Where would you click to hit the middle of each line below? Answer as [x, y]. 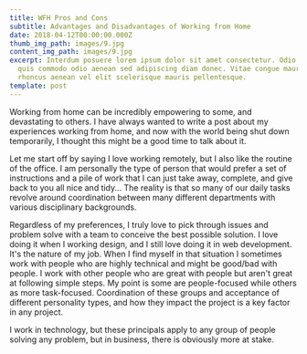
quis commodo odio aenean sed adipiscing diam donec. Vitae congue [149, 69]
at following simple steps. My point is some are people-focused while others [153, 283]
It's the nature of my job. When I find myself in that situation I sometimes [146, 254]
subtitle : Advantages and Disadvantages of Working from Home [130, 26]
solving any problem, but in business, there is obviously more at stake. [142, 339]
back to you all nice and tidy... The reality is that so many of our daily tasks [150, 187]
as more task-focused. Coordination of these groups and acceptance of [145, 292]
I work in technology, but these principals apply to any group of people [143, 329]
